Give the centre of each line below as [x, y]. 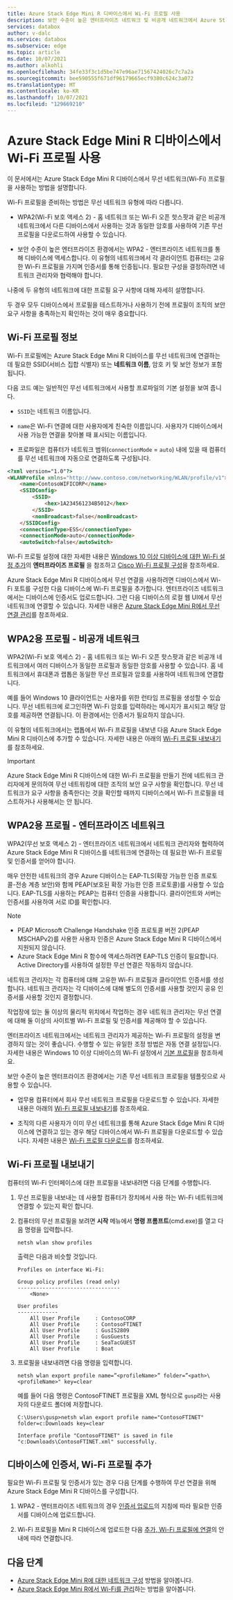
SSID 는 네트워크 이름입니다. [54, 411]
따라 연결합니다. [52, 1538]
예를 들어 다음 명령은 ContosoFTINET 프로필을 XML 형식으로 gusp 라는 [113, 1396]
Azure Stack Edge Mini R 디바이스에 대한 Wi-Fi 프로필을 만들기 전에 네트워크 [112, 775]
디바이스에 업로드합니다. [63, 1515]
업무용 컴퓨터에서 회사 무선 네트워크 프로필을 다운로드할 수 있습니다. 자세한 [118, 1099]
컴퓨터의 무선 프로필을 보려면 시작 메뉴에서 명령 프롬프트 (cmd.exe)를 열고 [116, 1220]
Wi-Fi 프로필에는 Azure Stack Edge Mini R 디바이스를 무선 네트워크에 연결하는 [114, 355]
